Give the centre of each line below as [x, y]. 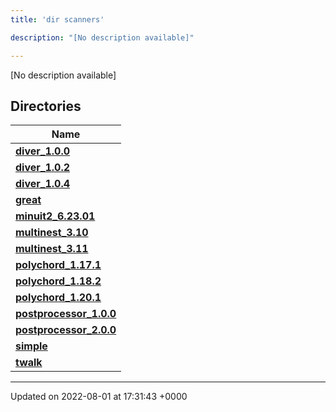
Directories [46, 106]
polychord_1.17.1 [58, 265]
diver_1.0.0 [43, 151]
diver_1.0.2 [43, 168]
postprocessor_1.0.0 [66, 314]
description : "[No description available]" [102, 37]
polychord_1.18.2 [58, 281]
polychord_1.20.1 [58, 298]
